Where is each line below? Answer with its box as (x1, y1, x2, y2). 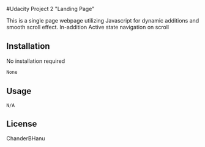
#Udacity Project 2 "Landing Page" (6, 5, 95, 12)
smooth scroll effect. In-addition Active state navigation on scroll (6, 24, 170, 30)
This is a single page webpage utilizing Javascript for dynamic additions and (6, 17, 199, 24)
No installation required (6, 57, 65, 65)
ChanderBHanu (6, 135, 45, 142)
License (6, 118, 37, 129)
